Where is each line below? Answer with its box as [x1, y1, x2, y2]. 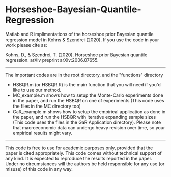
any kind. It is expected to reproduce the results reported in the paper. [5, 155, 153, 161]
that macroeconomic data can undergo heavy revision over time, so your [12, 124, 165, 130]
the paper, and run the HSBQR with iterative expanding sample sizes [12, 114, 156, 120]
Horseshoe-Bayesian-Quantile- [5, 4, 141, 15]
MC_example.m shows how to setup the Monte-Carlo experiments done [12, 92, 164, 98]
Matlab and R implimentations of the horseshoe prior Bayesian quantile [5, 31, 154, 37]
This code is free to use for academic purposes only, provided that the [5, 145, 153, 151]
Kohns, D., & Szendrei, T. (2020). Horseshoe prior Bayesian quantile [5, 52, 148, 58]
